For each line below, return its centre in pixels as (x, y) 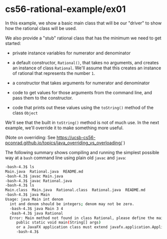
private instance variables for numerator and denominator (71, 53)
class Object (25, 113)
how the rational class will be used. (41, 28)
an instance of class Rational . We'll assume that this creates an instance (87, 68)
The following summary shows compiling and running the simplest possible (82, 152)
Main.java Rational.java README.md (44, 171)
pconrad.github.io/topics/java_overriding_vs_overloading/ (64, 143)
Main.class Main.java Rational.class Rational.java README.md (75, 190)
